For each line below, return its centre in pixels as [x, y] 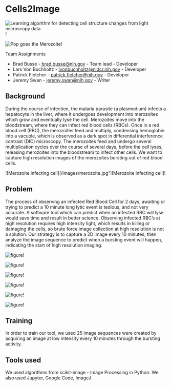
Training [19, 321]
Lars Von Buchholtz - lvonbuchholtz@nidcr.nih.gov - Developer [80, 69]
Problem [19, 189]
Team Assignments [26, 54]
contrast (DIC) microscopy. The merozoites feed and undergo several [79, 141]
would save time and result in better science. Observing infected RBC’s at [83, 218]
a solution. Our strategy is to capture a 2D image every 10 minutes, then [81, 234]
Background [25, 96]
